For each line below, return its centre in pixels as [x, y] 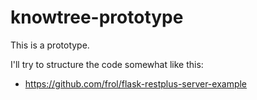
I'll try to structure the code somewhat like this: [107, 64]
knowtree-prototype [97, 17]
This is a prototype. [50, 45]
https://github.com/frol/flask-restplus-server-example [136, 83]
